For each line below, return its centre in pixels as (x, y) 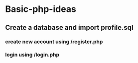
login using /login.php (32, 55)
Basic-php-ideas (41, 9)
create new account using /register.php (54, 42)
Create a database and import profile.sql (69, 28)
